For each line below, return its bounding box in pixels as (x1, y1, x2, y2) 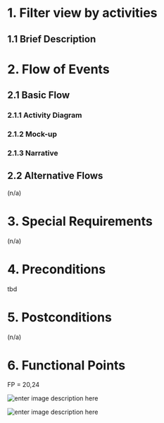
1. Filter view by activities (7, 5, 158, 21)
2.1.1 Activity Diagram (7, 111, 82, 121)
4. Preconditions (7, 261, 106, 277)
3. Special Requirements (7, 213, 153, 229)
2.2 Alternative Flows (7, 170, 103, 182)
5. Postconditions (7, 309, 113, 325)
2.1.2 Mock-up (7, 129, 58, 139)
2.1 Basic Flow (7, 90, 70, 102)
